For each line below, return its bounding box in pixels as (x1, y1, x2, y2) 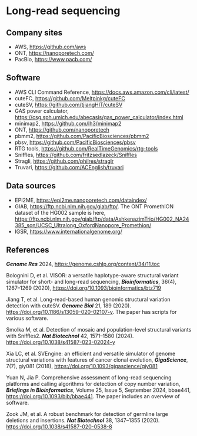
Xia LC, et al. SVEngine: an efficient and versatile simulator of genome (6, 350, 176, 358)
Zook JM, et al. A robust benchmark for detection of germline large (6, 411, 169, 418)
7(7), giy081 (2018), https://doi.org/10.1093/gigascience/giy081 (6, 363, 158, 370)
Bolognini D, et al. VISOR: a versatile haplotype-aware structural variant (6, 272, 179, 279)
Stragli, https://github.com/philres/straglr (14, 158, 114, 165)
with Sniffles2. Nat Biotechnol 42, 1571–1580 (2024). (6, 332, 134, 340)
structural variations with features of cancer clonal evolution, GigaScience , (6, 356, 188, 363)
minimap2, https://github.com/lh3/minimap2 (14, 120, 122, 127)
